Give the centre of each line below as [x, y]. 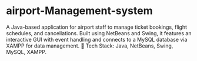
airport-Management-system [79, 11]
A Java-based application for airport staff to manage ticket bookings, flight [96, 27]
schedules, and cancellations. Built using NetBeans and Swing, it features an [99, 33]
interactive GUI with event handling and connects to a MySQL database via [97, 39]
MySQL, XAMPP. [26, 52]
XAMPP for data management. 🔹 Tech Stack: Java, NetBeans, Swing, [90, 46]
